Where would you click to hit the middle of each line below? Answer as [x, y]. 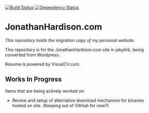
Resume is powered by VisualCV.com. [43, 64]
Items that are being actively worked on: [45, 91]
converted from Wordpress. [33, 55]
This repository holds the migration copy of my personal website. [70, 40]
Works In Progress [33, 79]
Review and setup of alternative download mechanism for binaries [78, 100]
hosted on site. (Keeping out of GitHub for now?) [60, 105]
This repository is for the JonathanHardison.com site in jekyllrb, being [74, 49]
